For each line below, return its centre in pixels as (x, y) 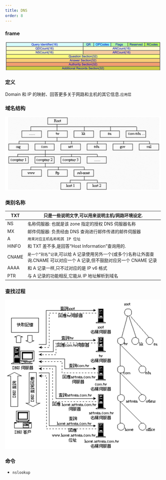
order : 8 (14, 16)
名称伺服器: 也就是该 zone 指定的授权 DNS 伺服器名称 (82, 224)
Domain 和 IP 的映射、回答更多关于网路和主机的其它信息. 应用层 (68, 94)
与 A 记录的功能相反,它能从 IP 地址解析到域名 (73, 276)
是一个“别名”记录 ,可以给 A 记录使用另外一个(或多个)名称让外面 (88, 254)
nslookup (21, 473)
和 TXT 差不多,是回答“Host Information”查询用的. (77, 246)
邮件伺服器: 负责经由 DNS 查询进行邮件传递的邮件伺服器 (84, 231)
